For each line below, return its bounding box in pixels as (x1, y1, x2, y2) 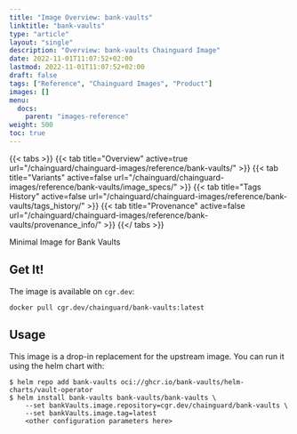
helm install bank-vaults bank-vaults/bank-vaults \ (17, 393, 217, 402)
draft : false (9, 71, 58, 80)
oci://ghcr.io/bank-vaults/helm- (120, 377, 245, 387)
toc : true (9, 129, 46, 138)
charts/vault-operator (9, 385, 93, 394)
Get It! (9, 262, 44, 277)
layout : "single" (9, 37, 74, 47)
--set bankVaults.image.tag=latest (25, 408, 157, 418)
